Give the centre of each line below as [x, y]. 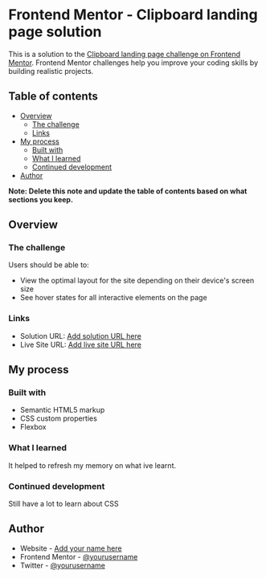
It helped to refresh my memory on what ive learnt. [92, 465]
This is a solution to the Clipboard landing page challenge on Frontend [125, 54]
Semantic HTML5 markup [62, 410]
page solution [55, 32]
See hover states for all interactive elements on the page [113, 298]
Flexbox [33, 427]
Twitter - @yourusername [63, 565]
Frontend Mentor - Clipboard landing [133, 15]
